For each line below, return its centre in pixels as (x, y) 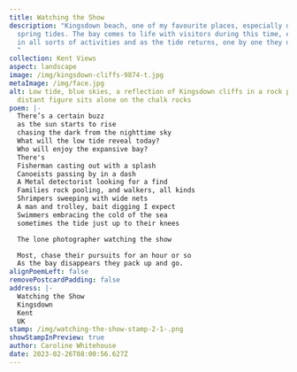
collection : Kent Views (53, 58)
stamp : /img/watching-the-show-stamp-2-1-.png (96, 329)
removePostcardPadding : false (65, 280)
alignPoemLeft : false (49, 272)
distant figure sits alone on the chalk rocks (104, 100)
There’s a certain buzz (61, 116)
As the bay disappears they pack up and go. (100, 263)
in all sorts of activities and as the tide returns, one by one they (150, 42)
